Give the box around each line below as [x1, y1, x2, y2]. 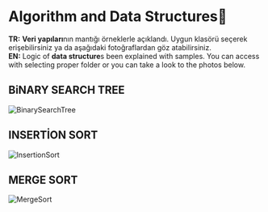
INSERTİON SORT [8, 129, 98, 142]
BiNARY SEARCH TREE [8, 83, 125, 97]
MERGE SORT [8, 173, 78, 187]
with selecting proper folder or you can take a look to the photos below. [8, 60, 246, 70]
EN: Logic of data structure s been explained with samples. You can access [8, 51, 260, 61]
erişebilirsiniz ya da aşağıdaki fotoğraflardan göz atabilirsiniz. [8, 42, 212, 52]
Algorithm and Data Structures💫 [8, 7, 228, 26]
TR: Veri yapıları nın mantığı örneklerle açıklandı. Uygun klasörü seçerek [8, 34, 248, 44]
